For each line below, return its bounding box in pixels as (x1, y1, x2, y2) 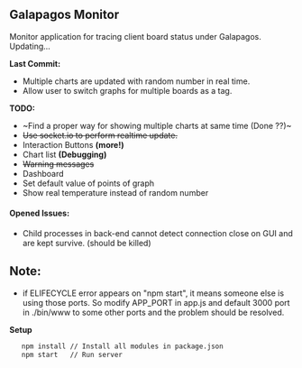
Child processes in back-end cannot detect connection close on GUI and (22, 228, 293, 239)
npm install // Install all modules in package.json (21, 342, 224, 351)
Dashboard (22, 168, 65, 179)
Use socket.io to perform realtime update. (22, 130, 178, 141)
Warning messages (22, 158, 95, 170)
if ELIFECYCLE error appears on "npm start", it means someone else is (22, 288, 285, 299)
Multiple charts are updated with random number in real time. (22, 76, 251, 87)
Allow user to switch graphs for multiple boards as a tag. (22, 85, 233, 96)
